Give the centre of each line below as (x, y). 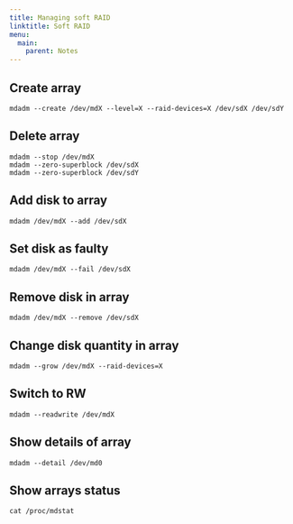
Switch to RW (48, 394)
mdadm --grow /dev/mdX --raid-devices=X (87, 366)
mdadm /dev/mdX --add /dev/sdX (68, 221)
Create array (46, 88)
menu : (19, 34)
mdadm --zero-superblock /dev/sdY (74, 172)
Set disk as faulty (59, 248)
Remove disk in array (69, 297)
